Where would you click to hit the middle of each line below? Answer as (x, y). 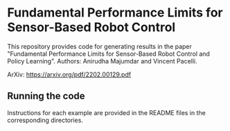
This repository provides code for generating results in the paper (100, 46)
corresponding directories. (45, 120)
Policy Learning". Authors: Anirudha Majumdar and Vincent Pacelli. (102, 61)
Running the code (46, 96)
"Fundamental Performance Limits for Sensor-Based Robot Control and (108, 54)
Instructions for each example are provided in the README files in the (106, 112)
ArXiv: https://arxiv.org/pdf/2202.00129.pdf (69, 74)
